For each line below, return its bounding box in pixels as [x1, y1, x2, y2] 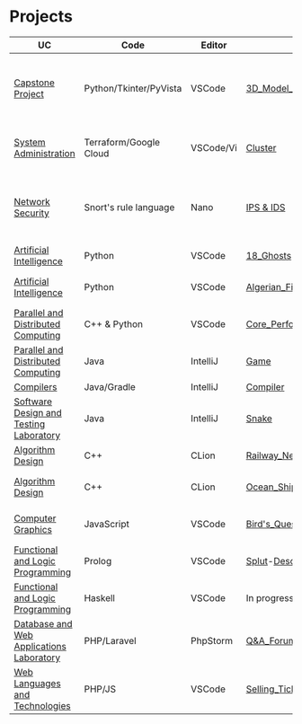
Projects [9, 6, 74, 27]
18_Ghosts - [245, 249, 298, 261]
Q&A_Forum [245, 634, 297, 647]
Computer [13, 512, 57, 525]
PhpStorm [190, 634, 234, 647]
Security [13, 207, 49, 219]
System [13, 136, 47, 148]
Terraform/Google [84, 136, 160, 148]
